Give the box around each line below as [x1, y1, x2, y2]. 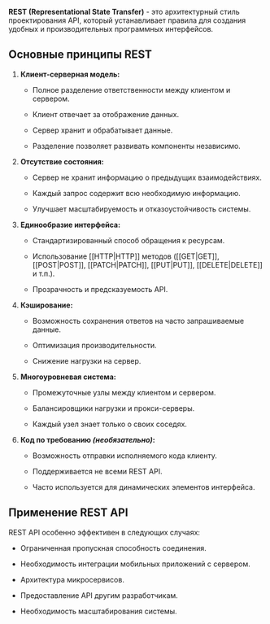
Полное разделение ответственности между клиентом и [32, 85, 231, 94]
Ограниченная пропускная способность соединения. [20, 543, 207, 552]
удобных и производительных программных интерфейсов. [8, 24, 214, 33]
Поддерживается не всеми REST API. [32, 466, 163, 476]
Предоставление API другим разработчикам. [20, 590, 179, 600]
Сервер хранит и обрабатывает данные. [32, 125, 173, 135]
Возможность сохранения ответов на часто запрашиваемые [32, 316, 245, 325]
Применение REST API [8, 506, 128, 520]
